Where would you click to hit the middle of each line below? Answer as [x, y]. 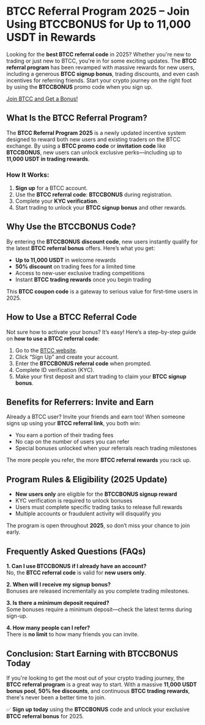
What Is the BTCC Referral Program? [77, 118]
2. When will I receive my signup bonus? [59, 585]
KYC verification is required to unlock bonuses [74, 501]
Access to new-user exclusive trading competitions [80, 273]
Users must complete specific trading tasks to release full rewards [99, 507]
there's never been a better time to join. [56, 697]
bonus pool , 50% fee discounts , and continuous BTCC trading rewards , [98, 691]
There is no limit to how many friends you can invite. [73, 634]
